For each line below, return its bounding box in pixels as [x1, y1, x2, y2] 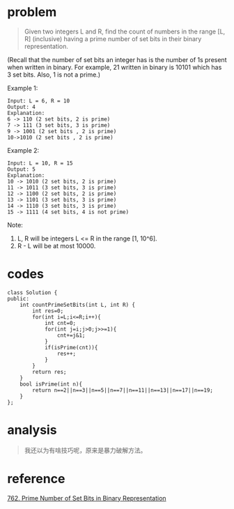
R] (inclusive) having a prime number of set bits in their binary [24, 34, 202, 43]
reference [7, 471, 65, 487]
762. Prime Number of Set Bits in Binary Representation [7, 494, 166, 502]
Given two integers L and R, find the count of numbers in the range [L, [24, 27, 226, 36]
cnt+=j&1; [56, 332, 86, 339]
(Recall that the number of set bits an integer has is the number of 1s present [7, 55, 227, 63]
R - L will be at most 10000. [17, 241, 96, 250]
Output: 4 [7, 103, 36, 110]
